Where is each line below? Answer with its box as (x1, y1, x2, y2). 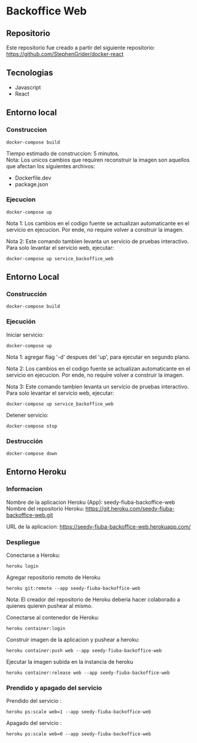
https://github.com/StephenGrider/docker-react (6, 50, 124, 58)
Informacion (6, 485, 43, 493)
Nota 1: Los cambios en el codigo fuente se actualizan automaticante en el (6, 219, 190, 226)
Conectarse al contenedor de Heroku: (6, 614, 100, 621)
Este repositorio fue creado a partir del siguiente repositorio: (6, 44, 156, 51)
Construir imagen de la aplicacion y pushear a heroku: (6, 636, 140, 643)
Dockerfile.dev (14, 174, 51, 181)
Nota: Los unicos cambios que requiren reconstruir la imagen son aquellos (6, 156, 190, 163)
